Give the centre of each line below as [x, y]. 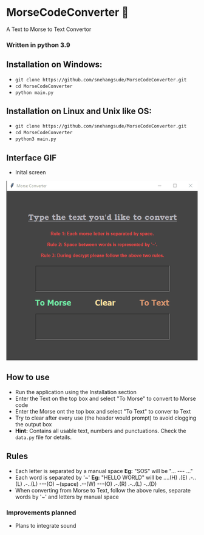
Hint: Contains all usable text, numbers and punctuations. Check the [100, 431]
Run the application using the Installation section [76, 392]
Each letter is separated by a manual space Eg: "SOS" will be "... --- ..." [104, 471]
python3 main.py [36, 139]
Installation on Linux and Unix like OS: [79, 111]
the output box [33, 424]
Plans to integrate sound [46, 525]
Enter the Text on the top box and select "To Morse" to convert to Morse [105, 398]
